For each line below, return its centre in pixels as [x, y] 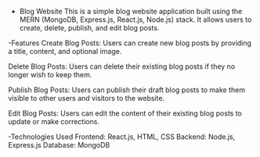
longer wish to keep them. [50, 75]
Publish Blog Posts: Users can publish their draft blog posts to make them [126, 90]
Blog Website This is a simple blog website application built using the [131, 11]
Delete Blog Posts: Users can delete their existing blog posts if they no [122, 66]
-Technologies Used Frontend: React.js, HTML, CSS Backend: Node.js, [122, 137]
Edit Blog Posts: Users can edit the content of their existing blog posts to [125, 113]
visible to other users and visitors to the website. [87, 98]
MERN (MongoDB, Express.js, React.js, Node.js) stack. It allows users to [135, 20]
